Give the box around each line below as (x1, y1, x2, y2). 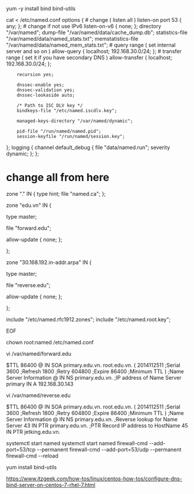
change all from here (6, 171, 110, 185)
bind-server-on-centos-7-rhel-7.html (6, 481, 96, 488)
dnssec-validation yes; (17, 87, 75, 93)
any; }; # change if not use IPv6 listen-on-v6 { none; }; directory (6, 23, 162, 29)
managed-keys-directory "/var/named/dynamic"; (17, 118, 133, 124)
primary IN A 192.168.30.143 (6, 380, 74, 387)
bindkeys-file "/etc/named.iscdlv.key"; (17, 108, 117, 114)
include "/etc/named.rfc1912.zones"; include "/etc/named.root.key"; (6, 315, 171, 323)
